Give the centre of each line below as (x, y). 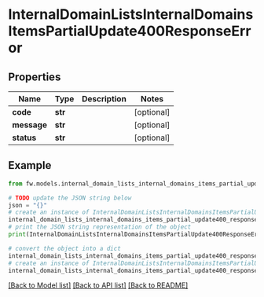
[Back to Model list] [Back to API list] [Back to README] (98, 285)
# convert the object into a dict (65, 248)
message (29, 125)
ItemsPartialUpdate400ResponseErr (130, 31)
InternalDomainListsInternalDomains (131, 15)
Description (104, 99)
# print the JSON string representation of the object (100, 227)
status (24, 137)
